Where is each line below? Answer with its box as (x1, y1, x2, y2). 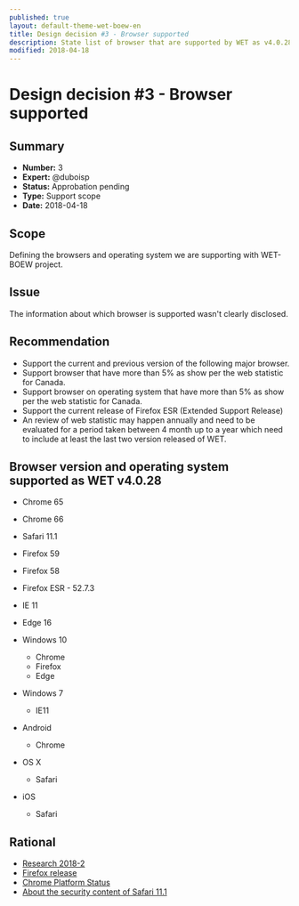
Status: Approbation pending (21, 182, 130, 192)
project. (35, 259, 64, 270)
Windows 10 (21, 635, 68, 645)
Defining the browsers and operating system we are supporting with (9, 249, 260, 260)
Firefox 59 (21, 548, 61, 559)
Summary (9, 139, 65, 154)
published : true (9, 12, 69, 22)
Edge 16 (21, 618, 52, 628)
